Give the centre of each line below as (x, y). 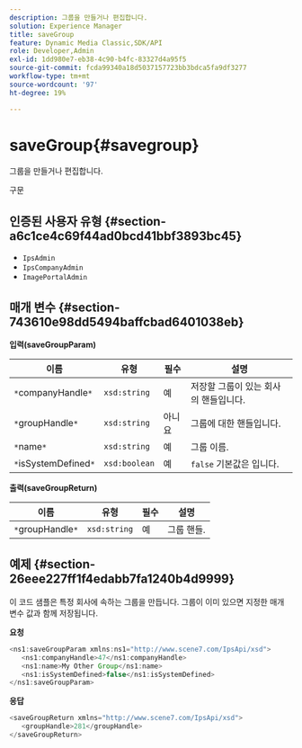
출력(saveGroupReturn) (53, 488)
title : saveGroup (42, 34)
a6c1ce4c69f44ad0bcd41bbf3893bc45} (126, 236)
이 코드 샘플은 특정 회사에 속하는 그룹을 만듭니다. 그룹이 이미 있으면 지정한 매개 (147, 601)
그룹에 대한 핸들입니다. (235, 423)
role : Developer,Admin (52, 51)
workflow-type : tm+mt (50, 76)
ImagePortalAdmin (55, 278)
